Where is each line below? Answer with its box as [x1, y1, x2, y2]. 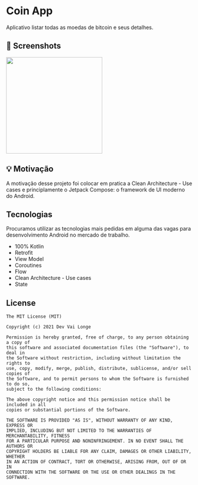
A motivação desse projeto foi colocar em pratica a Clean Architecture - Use [6, 180, 193, 187]
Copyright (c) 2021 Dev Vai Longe [6, 324, 92, 330]
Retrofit [14, 249, 33, 256]
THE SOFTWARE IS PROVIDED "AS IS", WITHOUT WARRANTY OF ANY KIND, [6, 417, 173, 423]
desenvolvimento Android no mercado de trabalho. [6, 231, 130, 238]
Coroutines [14, 262, 42, 269]
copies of [6, 371, 31, 377]
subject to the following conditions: [6, 387, 102, 393]
